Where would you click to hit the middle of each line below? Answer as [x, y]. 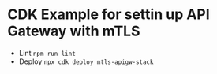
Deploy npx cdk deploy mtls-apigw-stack [86, 61]
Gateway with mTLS [74, 31]
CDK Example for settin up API [108, 15]
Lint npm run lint [47, 53]
